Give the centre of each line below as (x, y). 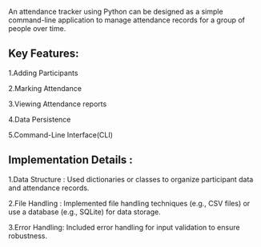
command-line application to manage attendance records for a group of (127, 20)
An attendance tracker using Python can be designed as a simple (116, 12)
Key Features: (44, 54)
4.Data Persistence (40, 119)
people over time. (37, 28)
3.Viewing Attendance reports (58, 104)
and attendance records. (49, 188)
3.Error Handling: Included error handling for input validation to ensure (124, 227)
